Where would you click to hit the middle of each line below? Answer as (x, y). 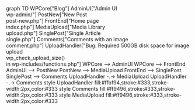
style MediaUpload (82, 95)
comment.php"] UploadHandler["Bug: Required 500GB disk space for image (98, 45)
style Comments (79, 89)
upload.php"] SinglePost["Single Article (53, 33)
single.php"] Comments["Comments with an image (67, 39)
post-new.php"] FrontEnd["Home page (53, 21)
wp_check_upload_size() (36, 58)
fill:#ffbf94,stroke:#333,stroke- (132, 83)
